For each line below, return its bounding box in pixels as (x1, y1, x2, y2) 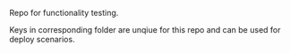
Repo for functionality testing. (9, 8, 119, 18)
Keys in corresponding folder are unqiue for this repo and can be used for (9, 25, 281, 34)
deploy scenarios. (9, 34, 75, 44)
